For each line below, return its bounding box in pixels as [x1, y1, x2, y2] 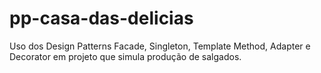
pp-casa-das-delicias [9, 7, 194, 30]
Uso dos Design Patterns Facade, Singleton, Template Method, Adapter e [9, 40, 311, 52]
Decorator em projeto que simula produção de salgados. [9, 50, 242, 62]
